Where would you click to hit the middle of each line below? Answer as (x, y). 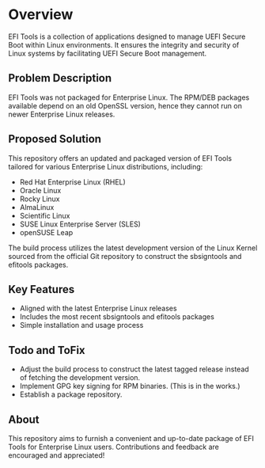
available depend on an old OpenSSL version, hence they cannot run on (125, 105)
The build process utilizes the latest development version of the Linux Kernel (133, 248)
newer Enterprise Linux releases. (62, 114)
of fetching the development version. (80, 378)
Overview (41, 15)
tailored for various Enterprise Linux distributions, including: (106, 166)
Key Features (42, 289)
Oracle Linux (40, 190)
